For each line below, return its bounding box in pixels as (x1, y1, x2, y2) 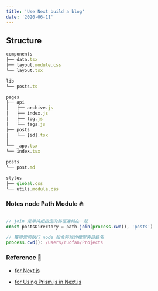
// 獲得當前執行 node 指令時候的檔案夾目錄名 (6, 234, 104, 240)
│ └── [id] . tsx (6, 132, 49, 138)
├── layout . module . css (6, 62, 61, 68)
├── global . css (6, 180, 43, 186)
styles (6, 175, 22, 181)
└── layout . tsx (6, 67, 43, 73)
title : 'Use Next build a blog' (6, 8, 85, 15)
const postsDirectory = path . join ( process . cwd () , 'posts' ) (6, 224, 153, 230)
